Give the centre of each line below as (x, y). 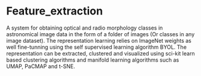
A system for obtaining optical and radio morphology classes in (85, 28)
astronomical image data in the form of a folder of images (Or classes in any (100, 34)
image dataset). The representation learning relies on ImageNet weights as (99, 40)
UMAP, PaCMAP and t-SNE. (41, 66)
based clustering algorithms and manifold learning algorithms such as (93, 60)
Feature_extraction (55, 11)
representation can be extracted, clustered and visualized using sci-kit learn (101, 53)
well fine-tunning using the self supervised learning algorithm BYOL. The (97, 47)
